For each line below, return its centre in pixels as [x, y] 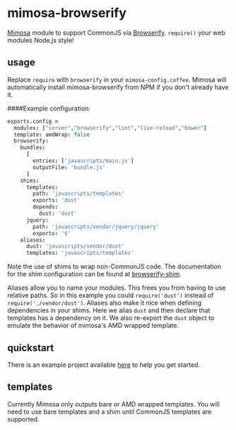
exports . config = [33, 121]
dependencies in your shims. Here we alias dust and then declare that [109, 310]
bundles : [33, 148]
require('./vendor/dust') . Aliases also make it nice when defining [105, 303]
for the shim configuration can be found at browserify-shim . [94, 274]
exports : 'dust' [57, 200]
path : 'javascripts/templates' [79, 194]
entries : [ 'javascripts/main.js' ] [83, 161]
